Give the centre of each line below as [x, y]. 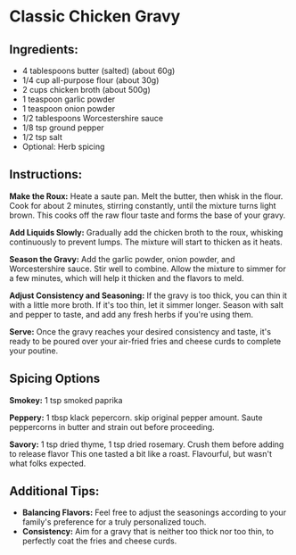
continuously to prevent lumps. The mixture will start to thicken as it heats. [146, 242]
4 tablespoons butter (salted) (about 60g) [99, 70]
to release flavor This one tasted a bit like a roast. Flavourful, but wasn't [140, 453]
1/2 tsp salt [42, 137]
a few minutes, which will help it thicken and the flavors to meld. [127, 277]
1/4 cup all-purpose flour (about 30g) [90, 80]
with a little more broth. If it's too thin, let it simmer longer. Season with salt [146, 304]
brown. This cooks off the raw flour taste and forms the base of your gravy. [148, 215]
